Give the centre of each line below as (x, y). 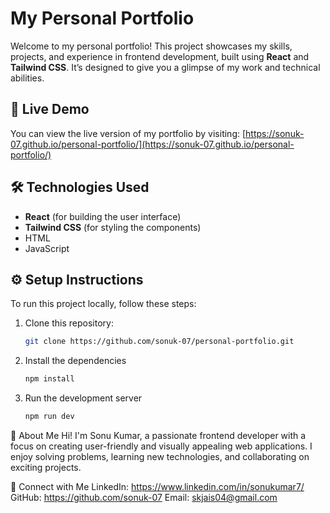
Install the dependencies (75, 361)
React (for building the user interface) (103, 216)
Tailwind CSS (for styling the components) (113, 227)
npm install (49, 379)
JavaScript (47, 248)
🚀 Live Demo (50, 109)
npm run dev (49, 417)
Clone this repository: (69, 323)
